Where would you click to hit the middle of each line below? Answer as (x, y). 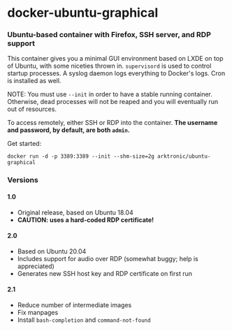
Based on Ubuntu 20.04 (52, 251)
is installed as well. (34, 81)
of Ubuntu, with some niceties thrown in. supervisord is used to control (109, 66)
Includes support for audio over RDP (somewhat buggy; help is (108, 258)
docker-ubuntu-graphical (83, 13)
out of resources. (32, 109)
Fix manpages (38, 313)
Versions (23, 180)
